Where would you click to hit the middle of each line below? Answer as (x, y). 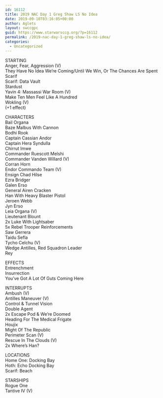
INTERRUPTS (19, 288)
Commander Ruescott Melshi (34, 154)
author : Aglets (21, 23)
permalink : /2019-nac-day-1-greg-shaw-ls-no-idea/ (58, 37)
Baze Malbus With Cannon (32, 127)
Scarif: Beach (19, 370)
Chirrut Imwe (18, 148)
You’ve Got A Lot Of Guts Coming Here (44, 278)
